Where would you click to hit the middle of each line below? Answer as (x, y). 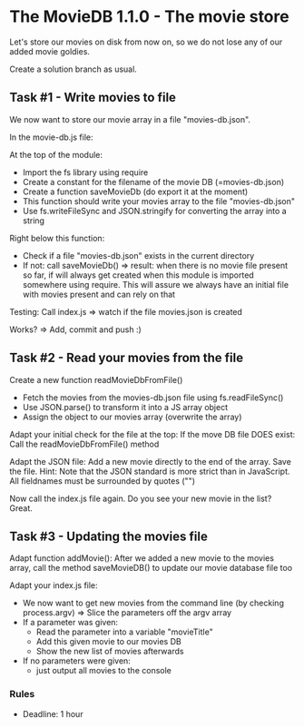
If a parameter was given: (70, 623)
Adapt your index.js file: (54, 585)
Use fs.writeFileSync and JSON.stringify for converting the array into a (155, 211)
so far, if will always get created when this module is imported (138, 275)
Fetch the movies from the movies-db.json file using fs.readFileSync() (153, 398)
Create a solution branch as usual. (74, 69)
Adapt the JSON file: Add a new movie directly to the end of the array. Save (151, 461)
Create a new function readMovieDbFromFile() (96, 379)
